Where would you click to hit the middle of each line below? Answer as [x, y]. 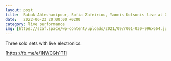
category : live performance [35, 24]
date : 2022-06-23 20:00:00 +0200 [43, 19]
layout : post [19, 10]
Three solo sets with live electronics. [44, 43]
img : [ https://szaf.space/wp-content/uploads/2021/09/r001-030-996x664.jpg [87, 29]
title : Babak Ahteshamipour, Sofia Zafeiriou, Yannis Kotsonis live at [84, 15]
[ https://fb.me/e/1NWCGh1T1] [36, 53]
